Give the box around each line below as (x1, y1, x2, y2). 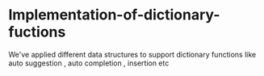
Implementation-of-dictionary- (8, 6, 220, 24)
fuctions (8, 23, 66, 41)
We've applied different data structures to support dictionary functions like (8, 49, 257, 59)
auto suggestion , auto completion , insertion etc (8, 58, 170, 68)
